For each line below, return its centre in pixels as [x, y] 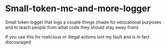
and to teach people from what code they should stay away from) [72, 27]
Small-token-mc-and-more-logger [78, 9]
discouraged [18, 42]
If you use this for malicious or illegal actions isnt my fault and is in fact [77, 37]
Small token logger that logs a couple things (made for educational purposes [83, 22]
